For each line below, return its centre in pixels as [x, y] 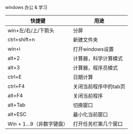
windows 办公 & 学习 [26, 7]
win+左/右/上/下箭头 [31, 30]
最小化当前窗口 [90, 115]
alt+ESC [17, 114]
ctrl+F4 [16, 86]
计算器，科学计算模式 [98, 59]
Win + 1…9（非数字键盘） [38, 124]
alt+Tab [17, 105]
